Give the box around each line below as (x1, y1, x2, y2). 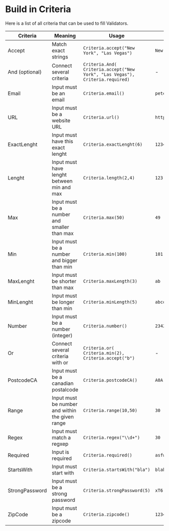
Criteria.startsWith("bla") (83, 466, 150, 473)
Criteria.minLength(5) (83, 299, 137, 305)
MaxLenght (8, 277, 35, 284)
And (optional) (8, 68, 42, 75)
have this (52, 138, 73, 145)
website (52, 117, 70, 124)
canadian (52, 380, 74, 387)
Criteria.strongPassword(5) (83, 488, 150, 493)
